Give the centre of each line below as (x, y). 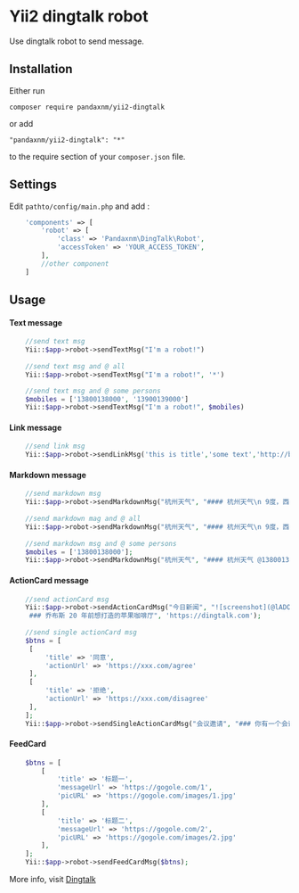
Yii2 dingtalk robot (79, 17)
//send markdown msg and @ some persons (101, 543)
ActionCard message (49, 580)
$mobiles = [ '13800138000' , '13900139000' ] (107, 399)
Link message (36, 427)
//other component (75, 264)
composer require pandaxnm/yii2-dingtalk (87, 107)
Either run (27, 90)
